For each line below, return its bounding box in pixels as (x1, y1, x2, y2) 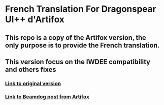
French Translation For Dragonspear (5, 3, 157, 15)
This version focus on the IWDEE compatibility (5, 57, 151, 66)
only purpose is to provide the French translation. (5, 41, 160, 50)
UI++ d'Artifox (5, 14, 65, 25)
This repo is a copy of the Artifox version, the (5, 33, 146, 42)
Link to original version (5, 80, 61, 87)
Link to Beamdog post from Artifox (5, 93, 90, 100)
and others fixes (5, 65, 57, 74)
